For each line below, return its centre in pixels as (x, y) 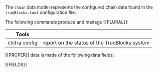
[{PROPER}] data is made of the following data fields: (60, 55)
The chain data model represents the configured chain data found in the (79, 7)
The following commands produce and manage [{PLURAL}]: (67, 22)
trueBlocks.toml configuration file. (41, 12)
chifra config (23, 43)
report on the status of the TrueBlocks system (96, 43)
